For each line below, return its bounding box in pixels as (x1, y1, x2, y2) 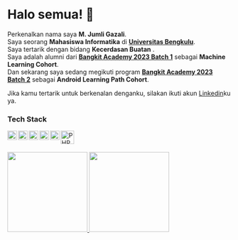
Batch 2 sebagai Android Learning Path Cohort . (7, 75, 149, 84)
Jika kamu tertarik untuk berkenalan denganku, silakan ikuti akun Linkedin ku (7, 89, 231, 97)
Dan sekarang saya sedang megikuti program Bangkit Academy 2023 (7, 67, 213, 76)
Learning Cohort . (7, 60, 59, 68)
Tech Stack (7, 114, 48, 124)
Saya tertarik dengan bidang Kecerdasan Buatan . (7, 45, 155, 53)
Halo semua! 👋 (7, 6, 94, 23)
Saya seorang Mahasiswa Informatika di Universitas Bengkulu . (7, 37, 195, 45)
